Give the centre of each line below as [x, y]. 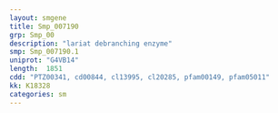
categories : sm [38, 94]
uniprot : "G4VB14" [44, 60]
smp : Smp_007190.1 [44, 52]
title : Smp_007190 [44, 26]
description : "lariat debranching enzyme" [91, 43]
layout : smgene [38, 18]
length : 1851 [36, 69]
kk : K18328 [30, 86]
